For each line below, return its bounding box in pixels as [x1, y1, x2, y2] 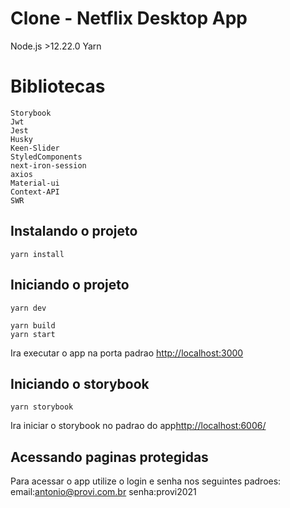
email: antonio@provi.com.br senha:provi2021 [10, 486, 197, 498]
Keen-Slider [10, 143, 60, 153]
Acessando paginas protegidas [10, 448, 209, 466]
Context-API [10, 187, 60, 197]
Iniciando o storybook [10, 375, 150, 392]
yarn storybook [10, 402, 74, 412]
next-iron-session [10, 160, 87, 171]
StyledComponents [10, 152, 83, 162]
